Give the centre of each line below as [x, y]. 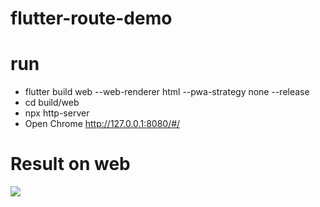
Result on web [70, 164]
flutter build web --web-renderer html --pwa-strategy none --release [167, 92]
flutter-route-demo [91, 18]
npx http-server [57, 113]
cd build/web [52, 103]
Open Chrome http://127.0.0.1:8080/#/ [102, 124]
